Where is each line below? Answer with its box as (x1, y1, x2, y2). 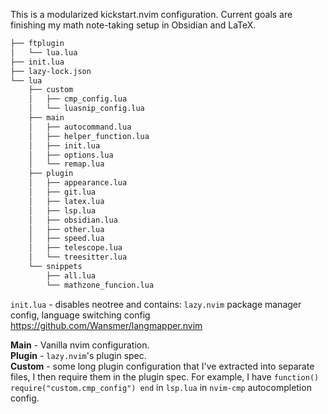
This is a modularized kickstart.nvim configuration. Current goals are (10, 9, 293, 20)
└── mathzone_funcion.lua (46, 280, 155, 290)
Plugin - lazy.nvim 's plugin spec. (10, 349, 147, 361)
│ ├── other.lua (28, 224, 105, 234)
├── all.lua (46, 270, 97, 281)
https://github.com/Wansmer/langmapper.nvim (10, 319, 203, 331)
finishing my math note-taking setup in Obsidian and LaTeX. (10, 19, 257, 31)
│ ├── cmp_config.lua (28, 94, 128, 104)
